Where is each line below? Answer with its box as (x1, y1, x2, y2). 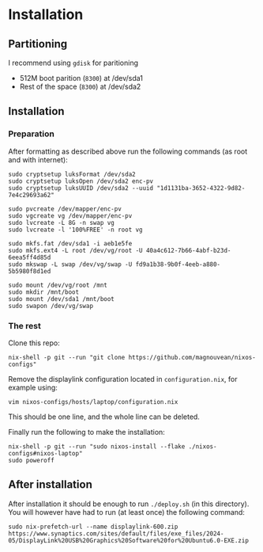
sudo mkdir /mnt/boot (8, 287, 80, 296)
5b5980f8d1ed (8, 267, 51, 275)
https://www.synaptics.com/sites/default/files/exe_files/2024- (8, 529, 224, 538)
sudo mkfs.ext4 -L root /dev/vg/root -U (8, 246, 144, 254)
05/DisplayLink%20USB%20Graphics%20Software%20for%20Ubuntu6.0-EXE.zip (8, 536, 249, 544)
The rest (8, 320, 41, 331)
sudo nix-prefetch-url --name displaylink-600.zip (8, 523, 178, 531)
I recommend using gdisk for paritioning (8, 58, 138, 67)
